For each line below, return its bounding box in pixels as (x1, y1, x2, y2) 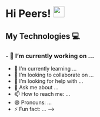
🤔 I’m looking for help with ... (14, 77, 84, 85)
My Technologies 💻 (5, 31, 80, 41)
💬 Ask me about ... (14, 83, 59, 91)
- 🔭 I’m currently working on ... (5, 52, 95, 60)
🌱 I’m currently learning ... (14, 65, 77, 72)
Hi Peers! (5, 7, 51, 21)
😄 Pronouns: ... (14, 99, 52, 106)
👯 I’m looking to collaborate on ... (14, 71, 94, 78)
